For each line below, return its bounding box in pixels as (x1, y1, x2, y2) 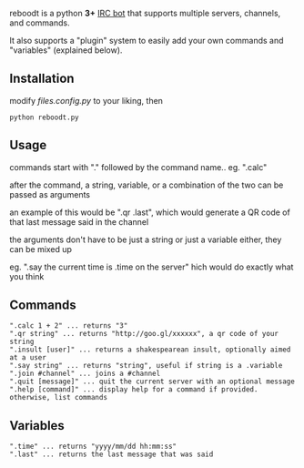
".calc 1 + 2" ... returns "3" (9, 321, 128, 331)
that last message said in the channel (9, 216, 149, 227)
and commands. (9, 17, 70, 28)
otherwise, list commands (9, 393, 107, 402)
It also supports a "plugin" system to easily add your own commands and (9, 36, 284, 46)
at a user (9, 353, 47, 362)
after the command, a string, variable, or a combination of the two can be (9, 179, 284, 190)
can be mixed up (9, 243, 73, 254)
